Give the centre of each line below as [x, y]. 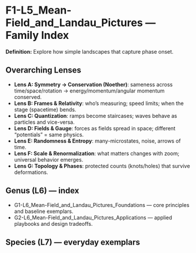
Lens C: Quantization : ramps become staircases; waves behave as [95, 116]
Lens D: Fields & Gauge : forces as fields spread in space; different [95, 128]
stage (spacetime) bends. [45, 109]
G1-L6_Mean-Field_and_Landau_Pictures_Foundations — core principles [102, 205]
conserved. [28, 97]
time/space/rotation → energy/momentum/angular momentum [89, 91]
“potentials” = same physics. [49, 134]
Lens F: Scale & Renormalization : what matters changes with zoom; [97, 153]
